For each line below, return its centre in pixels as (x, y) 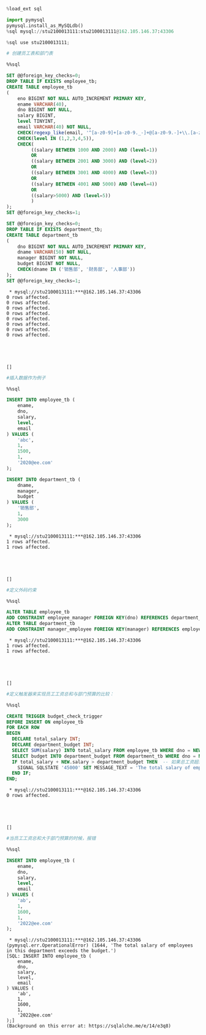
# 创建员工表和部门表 (30, 53)
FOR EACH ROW (23, 727)
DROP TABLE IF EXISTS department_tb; (55, 229)
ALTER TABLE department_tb (41, 624)
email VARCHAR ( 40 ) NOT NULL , (55, 127)
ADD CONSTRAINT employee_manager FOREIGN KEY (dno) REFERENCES (87, 618)
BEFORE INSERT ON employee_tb (45, 722)
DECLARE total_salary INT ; (46, 739)
